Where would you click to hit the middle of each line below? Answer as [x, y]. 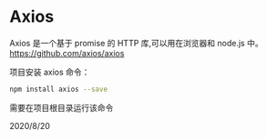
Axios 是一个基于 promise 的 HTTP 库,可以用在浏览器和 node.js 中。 [136, 43]
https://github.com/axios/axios [67, 53]
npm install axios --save [58, 89]
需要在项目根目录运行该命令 [62, 107]
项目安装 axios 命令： [50, 72]
